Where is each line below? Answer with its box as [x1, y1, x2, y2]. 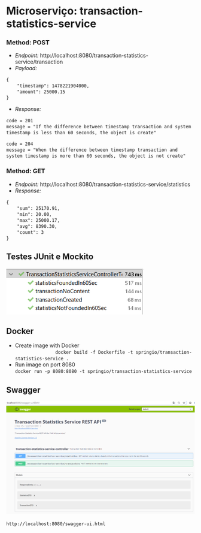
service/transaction [14, 58, 63, 65]
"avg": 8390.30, [17, 223, 58, 229]
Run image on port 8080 [14, 361, 76, 368]
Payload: [14, 65, 37, 72]
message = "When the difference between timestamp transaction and [6, 147, 178, 153]
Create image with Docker [14, 342, 80, 349]
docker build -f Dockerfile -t [55, 350, 133, 356]
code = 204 [6, 141, 33, 147]
